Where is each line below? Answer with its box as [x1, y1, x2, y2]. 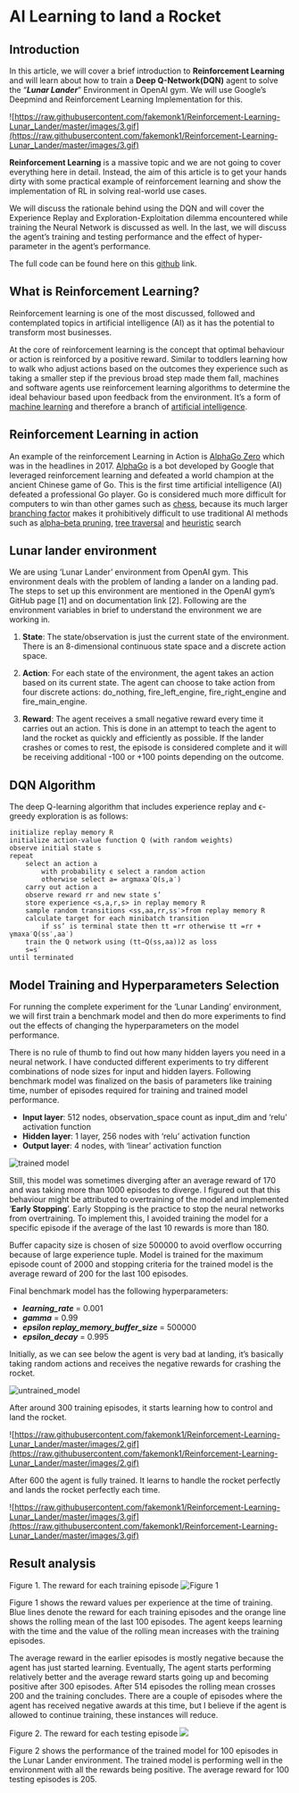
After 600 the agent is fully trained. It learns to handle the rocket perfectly [9, 1475, 281, 1486]
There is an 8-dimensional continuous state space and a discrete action [21, 641, 287, 652]
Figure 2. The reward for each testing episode [9, 1728, 179, 1738]
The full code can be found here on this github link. [9, 258, 197, 269]
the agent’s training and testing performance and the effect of [9, 231, 237, 242]
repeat [9, 852, 34, 861]
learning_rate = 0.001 [21, 1303, 104, 1314]
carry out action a [25, 883, 98, 892]
